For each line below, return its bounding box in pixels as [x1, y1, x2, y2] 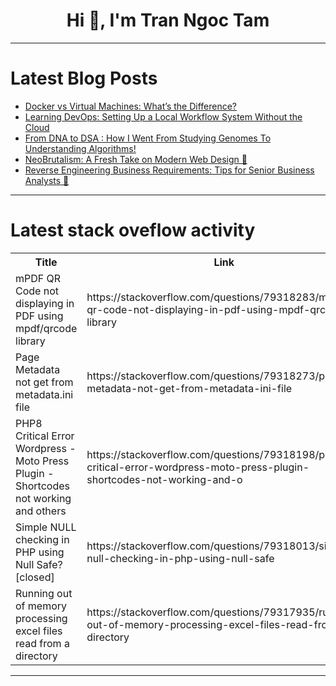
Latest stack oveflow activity [10, 219, 256, 242]
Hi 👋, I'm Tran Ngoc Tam [66, 9, 270, 32]
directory [15, 649, 58, 663]
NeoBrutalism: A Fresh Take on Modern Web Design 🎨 [24, 153, 248, 165]
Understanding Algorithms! [24, 142, 137, 154]
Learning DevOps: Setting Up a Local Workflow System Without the [24, 110, 303, 123]
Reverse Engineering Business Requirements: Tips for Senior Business [24, 164, 315, 176]
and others [15, 504, 67, 518]
